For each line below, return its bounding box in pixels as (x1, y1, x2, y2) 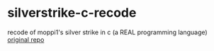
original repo (7, 35, 45, 43)
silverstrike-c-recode (7, 5, 137, 21)
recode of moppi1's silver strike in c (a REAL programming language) (7, 28, 208, 36)
